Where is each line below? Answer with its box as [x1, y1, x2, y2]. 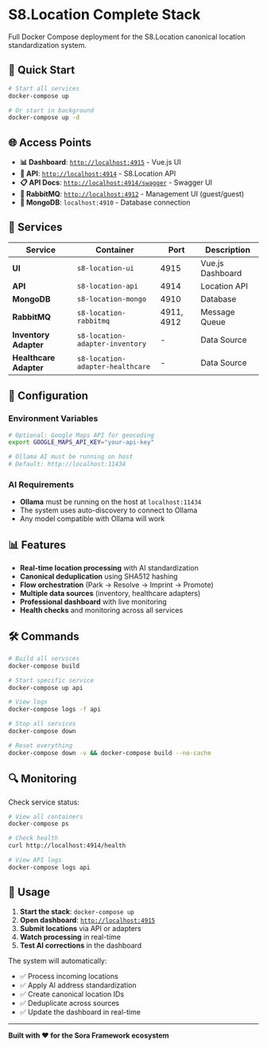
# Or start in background [8, 106, 94, 115]
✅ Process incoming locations [19, 971, 119, 980]
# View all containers [8, 812, 83, 820]
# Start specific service [8, 676, 94, 684]
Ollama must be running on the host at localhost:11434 [19, 497, 202, 507]
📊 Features [8, 538, 66, 551]
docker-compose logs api [8, 863, 91, 871]
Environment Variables [8, 413, 99, 424]
